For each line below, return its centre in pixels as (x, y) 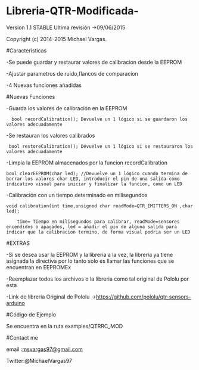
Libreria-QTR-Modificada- (72, 11)
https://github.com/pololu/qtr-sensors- (144, 297)
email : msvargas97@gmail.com (45, 349)
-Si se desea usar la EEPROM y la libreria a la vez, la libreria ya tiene (90, 254)
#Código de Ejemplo (31, 315)
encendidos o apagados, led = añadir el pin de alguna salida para (92, 227)
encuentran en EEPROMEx (39, 267)
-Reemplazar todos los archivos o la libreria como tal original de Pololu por (98, 279)
